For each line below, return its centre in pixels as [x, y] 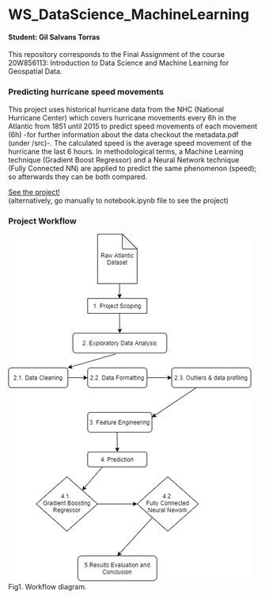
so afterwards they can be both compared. [78, 177]
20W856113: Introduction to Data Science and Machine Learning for [119, 63]
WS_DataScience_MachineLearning [129, 15]
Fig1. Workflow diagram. [47, 586]
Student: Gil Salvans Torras [54, 36]
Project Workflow [42, 221]
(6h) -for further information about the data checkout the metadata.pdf [123, 134]
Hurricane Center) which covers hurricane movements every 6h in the [123, 117]
